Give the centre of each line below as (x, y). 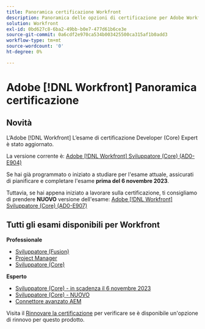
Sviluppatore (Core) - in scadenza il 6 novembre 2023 (83, 288)
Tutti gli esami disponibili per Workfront (83, 225)
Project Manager (36, 258)
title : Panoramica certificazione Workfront (64, 12)
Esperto (17, 276)
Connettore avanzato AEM (48, 301)
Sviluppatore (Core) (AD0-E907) (47, 205)
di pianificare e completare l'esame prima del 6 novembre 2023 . (88, 180)
